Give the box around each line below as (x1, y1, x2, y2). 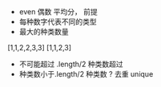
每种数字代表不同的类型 (18, 17, 97, 26)
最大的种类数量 (18, 27, 69, 36)
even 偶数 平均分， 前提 (18, 7, 98, 16)
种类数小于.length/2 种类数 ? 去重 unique (18, 69, 154, 78)
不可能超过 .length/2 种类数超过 (18, 59, 123, 69)
